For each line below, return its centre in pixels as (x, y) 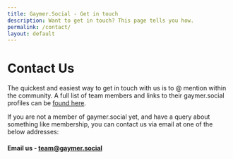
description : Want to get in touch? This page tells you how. (101, 20)
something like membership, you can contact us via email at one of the (110, 124)
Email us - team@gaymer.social (55, 148)
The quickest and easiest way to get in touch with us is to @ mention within (117, 88)
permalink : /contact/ (39, 27)
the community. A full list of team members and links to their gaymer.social (116, 95)
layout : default (31, 34)
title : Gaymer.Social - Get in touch (63, 14)
